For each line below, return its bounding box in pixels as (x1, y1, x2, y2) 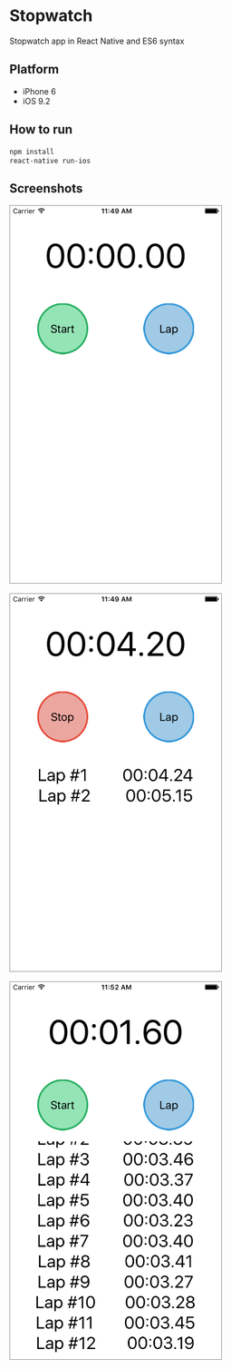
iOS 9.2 (22, 95, 51, 106)
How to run (9, 122, 73, 137)
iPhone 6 (22, 85, 56, 96)
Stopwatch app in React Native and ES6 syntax (9, 35, 185, 46)
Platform (9, 62, 60, 77)
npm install (9, 147, 54, 156)
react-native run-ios (9, 156, 91, 165)
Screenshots (9, 181, 83, 196)
